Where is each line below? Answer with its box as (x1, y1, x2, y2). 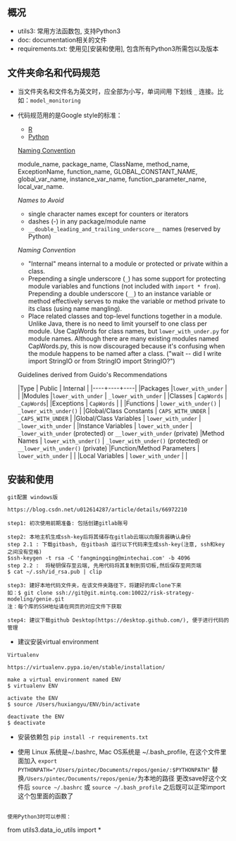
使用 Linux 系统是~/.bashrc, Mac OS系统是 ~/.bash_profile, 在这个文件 (17, 748, 221, 756)
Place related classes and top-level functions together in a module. (27, 312, 223, 320)
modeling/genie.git (7, 596, 65, 603)
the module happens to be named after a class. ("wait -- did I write (27, 349, 222, 357)
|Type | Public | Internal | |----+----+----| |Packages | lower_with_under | (17, 383, 228, 393)
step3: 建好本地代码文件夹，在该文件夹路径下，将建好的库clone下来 (7, 582, 182, 589)
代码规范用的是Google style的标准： (17, 111, 123, 119)
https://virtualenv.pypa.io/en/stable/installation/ (7, 664, 166, 671)
